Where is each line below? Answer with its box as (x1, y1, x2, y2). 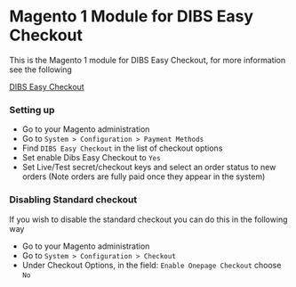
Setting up (9, 103, 55, 116)
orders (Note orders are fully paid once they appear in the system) (21, 171, 266, 182)
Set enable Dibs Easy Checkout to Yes (21, 152, 162, 163)
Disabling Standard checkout (9, 193, 138, 206)
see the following (9, 64, 73, 75)
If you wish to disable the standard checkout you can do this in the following (9, 214, 288, 225)
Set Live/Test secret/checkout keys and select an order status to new (21, 162, 276, 173)
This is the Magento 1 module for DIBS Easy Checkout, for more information (9, 54, 286, 65)
